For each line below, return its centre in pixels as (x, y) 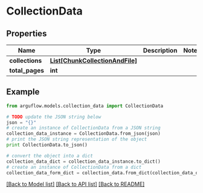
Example (23, 92)
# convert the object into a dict (50, 155)
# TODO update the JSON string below (54, 117)
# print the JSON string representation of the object (77, 139)
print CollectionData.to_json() (47, 145)
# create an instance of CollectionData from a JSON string (84, 128)
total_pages (27, 70)
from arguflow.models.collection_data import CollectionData (85, 106)
